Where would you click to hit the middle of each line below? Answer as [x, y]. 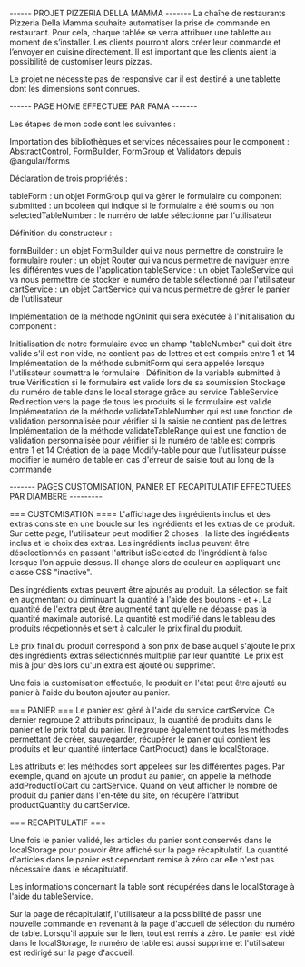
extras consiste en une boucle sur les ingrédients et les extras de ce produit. [152, 523]
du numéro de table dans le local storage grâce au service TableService [144, 392]
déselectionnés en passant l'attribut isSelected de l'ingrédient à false [138, 553]
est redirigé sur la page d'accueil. [72, 952]
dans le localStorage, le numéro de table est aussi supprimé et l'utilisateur [148, 943]
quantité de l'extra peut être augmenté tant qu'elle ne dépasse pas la [138, 609]
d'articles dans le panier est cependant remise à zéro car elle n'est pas [142, 859]
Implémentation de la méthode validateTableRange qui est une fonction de [148, 430]
